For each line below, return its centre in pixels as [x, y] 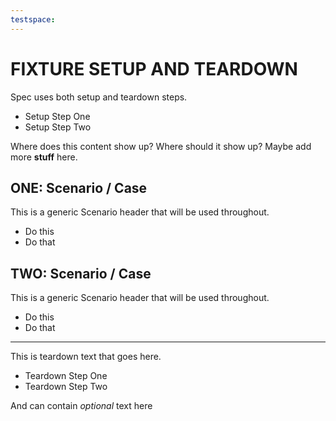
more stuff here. [44, 157]
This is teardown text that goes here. [86, 357]
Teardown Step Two [66, 387]
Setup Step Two [58, 127]
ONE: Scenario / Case [79, 187]
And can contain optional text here [81, 406]
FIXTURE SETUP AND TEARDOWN [154, 68]
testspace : [33, 19]
